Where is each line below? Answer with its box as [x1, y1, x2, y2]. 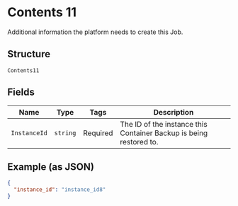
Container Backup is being [120, 128, 208, 138]
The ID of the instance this [120, 119, 208, 129]
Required [82, 128, 113, 138]
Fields [7, 86, 35, 98]
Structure [7, 48, 51, 60]
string [54, 129, 76, 137]
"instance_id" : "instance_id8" [13, 186, 106, 193]
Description [153, 107, 194, 117]
